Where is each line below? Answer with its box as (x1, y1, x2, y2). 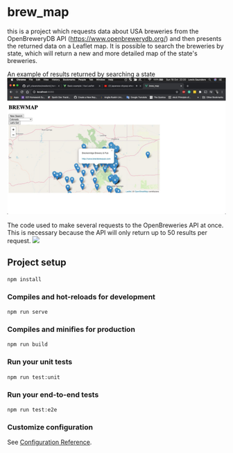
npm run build (7, 341, 49, 348)
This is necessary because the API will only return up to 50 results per (7, 228, 208, 236)
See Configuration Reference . (7, 438, 92, 447)
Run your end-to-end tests (7, 389, 99, 399)
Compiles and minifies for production (7, 324, 135, 334)
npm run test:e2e (7, 406, 58, 413)
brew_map (7, 4, 69, 20)
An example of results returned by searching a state (7, 70, 156, 78)
